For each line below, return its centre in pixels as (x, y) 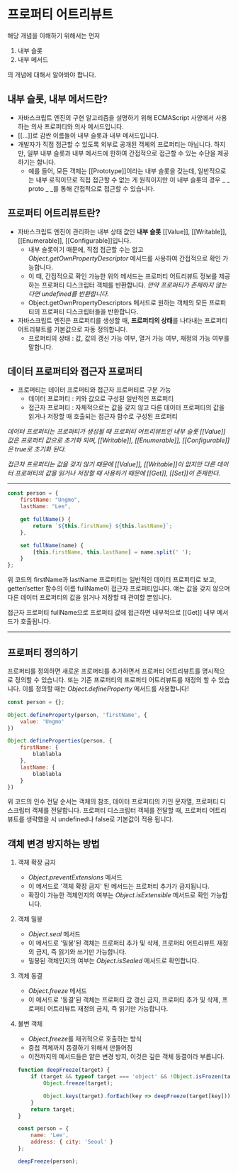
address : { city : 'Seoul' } (72, 1142)
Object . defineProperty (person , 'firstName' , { (77, 715)
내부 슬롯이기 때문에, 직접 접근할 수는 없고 (86, 249)
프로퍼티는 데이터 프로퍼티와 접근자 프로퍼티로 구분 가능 (94, 390)
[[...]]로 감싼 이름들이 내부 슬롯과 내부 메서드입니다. (88, 135)
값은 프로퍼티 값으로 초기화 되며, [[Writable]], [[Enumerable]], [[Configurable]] (119, 440)
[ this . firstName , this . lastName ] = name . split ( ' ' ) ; (112, 552)
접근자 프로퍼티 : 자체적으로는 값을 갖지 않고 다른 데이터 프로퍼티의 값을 (126, 407)
